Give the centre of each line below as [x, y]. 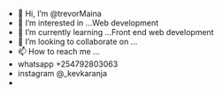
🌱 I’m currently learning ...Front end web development [115, 32]
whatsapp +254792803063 [68, 64]
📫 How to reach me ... [58, 51]
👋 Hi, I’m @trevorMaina [59, 14]
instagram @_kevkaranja [62, 73]
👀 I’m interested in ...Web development [88, 23]
